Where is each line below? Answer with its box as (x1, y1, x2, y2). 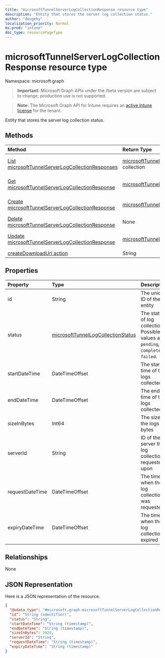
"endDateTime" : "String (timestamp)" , (9, 626, 89, 631)
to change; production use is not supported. (17, 93, 107, 99)
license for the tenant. (17, 107, 62, 113)
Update (7, 232, 25, 239)
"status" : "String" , (9, 617, 52, 622)
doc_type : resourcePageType (5, 30, 63, 35)
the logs (140, 420, 160, 427)
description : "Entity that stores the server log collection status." (5, 12, 153, 17)
